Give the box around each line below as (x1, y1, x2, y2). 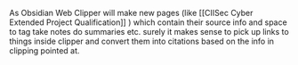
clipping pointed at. (9, 45, 80, 56)
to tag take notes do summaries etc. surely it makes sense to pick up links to (9, 27, 289, 37)
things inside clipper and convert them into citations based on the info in (9, 36, 274, 46)
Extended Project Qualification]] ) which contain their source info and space (9, 17, 287, 28)
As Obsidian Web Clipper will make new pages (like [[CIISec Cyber (9, 8, 254, 18)
